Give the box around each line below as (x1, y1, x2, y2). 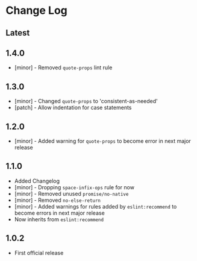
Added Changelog (14, 177, 60, 184)
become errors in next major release (14, 209, 105, 216)
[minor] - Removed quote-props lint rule (14, 64, 113, 71)
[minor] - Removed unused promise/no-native (14, 190, 129, 197)
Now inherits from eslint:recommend (14, 215, 104, 223)
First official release (14, 249, 64, 256)
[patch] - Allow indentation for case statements (14, 104, 132, 112)
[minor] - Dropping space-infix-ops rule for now (14, 183, 135, 190)
